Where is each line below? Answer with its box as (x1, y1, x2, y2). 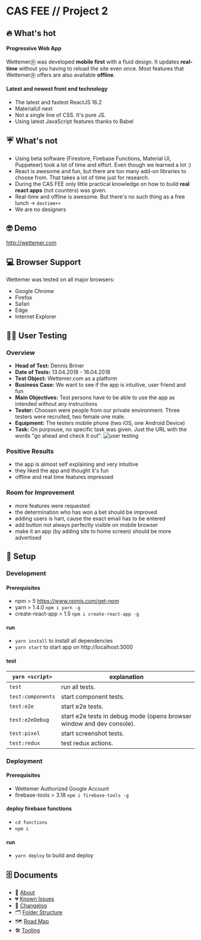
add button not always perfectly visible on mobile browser (14, 521, 159, 528)
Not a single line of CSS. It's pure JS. (14, 111, 106, 118)
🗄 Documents (6, 870, 58, 880)
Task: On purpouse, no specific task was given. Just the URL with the (14, 426, 187, 433)
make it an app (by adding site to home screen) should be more (14, 528, 172, 535)
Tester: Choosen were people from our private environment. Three (14, 406, 181, 414)
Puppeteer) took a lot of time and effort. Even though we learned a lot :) (14, 161, 191, 168)
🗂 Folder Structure (14, 908, 63, 915)
